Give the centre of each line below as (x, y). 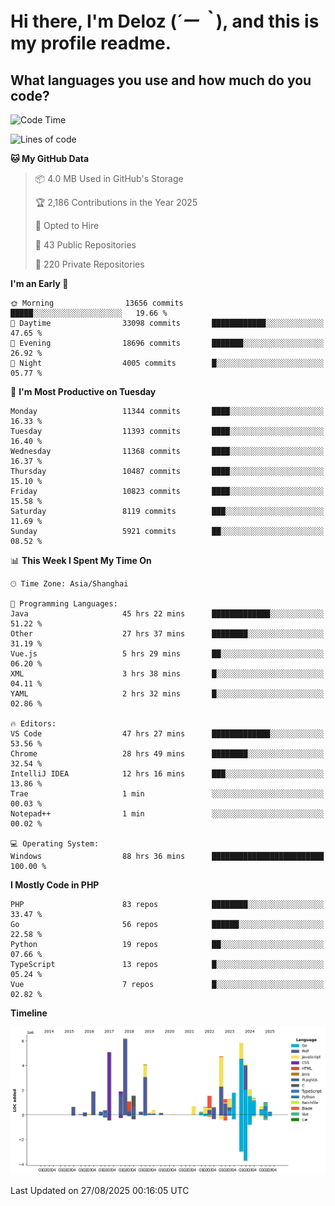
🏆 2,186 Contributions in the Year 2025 (116, 202)
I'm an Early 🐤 (39, 283)
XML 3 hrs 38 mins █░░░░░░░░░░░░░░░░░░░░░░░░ (167, 674)
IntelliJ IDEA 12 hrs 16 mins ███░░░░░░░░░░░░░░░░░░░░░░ (167, 774)
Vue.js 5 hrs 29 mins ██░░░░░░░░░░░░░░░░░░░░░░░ (167, 654)
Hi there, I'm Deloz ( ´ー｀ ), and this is (165, 21)
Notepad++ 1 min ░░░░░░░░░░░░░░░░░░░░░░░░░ (167, 814)
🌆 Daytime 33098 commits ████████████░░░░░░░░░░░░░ (167, 323)
